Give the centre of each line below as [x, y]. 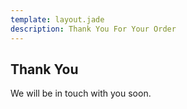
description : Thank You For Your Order [93, 29]
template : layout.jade [57, 19]
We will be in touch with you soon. [81, 93]
